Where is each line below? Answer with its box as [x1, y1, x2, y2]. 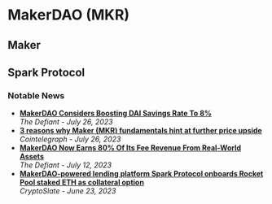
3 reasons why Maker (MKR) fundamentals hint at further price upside [19, 126, 262, 136]
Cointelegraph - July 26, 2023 [19, 134, 121, 144]
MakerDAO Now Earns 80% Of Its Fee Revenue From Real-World [19, 143, 242, 153]
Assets [19, 152, 44, 162]
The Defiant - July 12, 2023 [19, 160, 112, 170]
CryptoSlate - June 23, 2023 [19, 186, 116, 196]
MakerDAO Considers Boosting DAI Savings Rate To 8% [19, 108, 213, 119]
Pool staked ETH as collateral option [19, 177, 144, 188]
